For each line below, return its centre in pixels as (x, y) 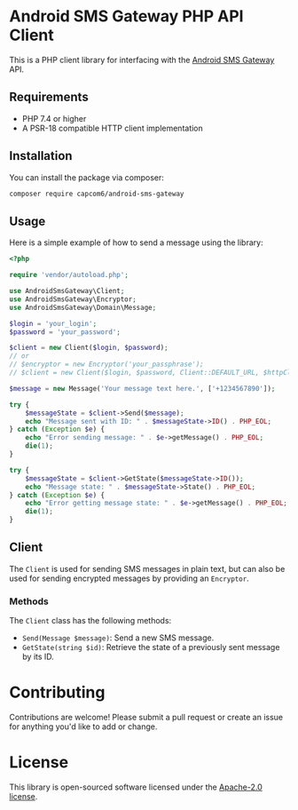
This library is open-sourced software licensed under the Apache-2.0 (136, 787)
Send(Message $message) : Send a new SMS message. (118, 638)
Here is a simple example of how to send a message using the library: (136, 242)
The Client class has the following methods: (90, 621)
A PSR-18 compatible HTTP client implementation (113, 128)
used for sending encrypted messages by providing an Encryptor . (129, 578)
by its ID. (38, 657)
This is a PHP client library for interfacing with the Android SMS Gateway (142, 60)
